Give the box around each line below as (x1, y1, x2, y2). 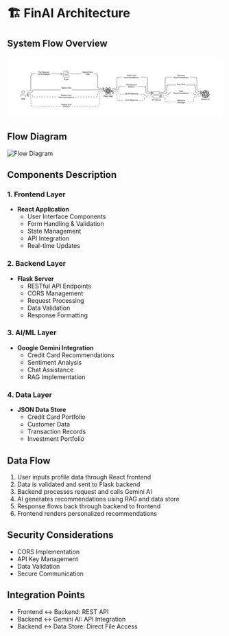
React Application (16, 205, 70, 214)
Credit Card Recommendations (27, 351, 114, 359)
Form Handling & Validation (27, 220, 104, 228)
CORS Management (27, 289, 84, 297)
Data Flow (7, 455, 51, 466)
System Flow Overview (7, 37, 108, 49)
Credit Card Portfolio (27, 413, 86, 421)
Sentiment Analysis (27, 358, 82, 366)
